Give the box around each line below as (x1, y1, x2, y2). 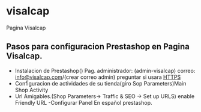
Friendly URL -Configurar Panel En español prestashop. (14, 99, 152, 106)
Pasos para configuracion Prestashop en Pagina (6, 42, 190, 52)
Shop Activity (14, 86, 49, 93)
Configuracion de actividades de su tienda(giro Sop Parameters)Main (14, 79, 187, 87)
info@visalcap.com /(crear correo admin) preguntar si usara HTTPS (14, 73, 181, 81)
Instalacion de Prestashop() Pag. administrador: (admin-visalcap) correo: (14, 67, 196, 74)
